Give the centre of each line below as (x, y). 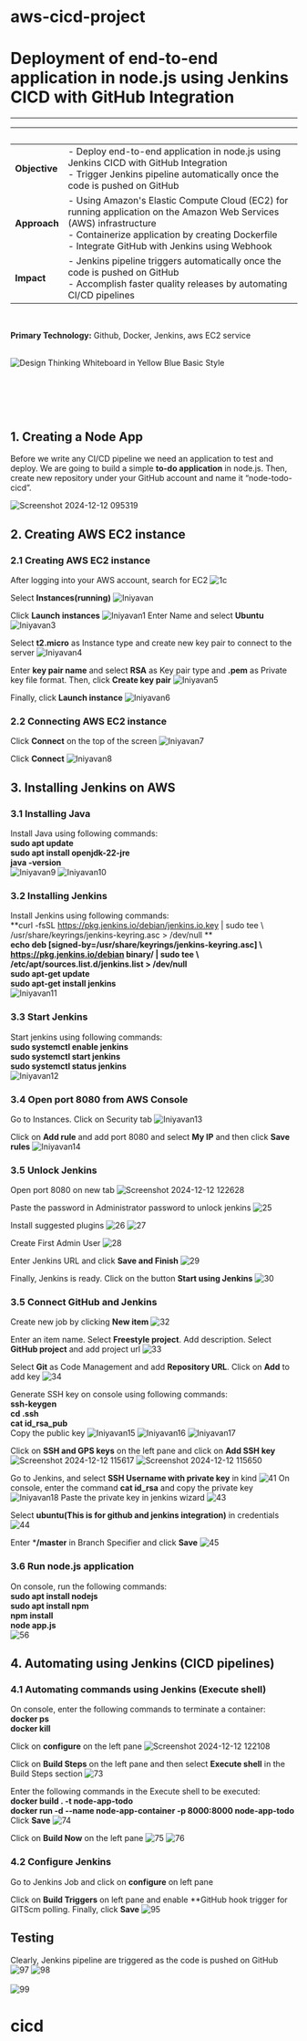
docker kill (31, 1729)
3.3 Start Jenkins (49, 1017)
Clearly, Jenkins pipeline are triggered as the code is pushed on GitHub (144, 1960)
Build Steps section (46, 1774)
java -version (36, 863)
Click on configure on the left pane (76, 1746)
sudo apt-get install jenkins (63, 984)
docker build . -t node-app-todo (72, 1801)
